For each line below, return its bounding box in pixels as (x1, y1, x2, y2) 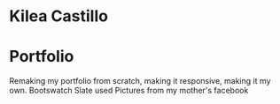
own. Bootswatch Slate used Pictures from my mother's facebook (9, 85, 249, 96)
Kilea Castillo (9, 6, 109, 26)
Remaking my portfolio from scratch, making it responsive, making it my (9, 76, 271, 86)
